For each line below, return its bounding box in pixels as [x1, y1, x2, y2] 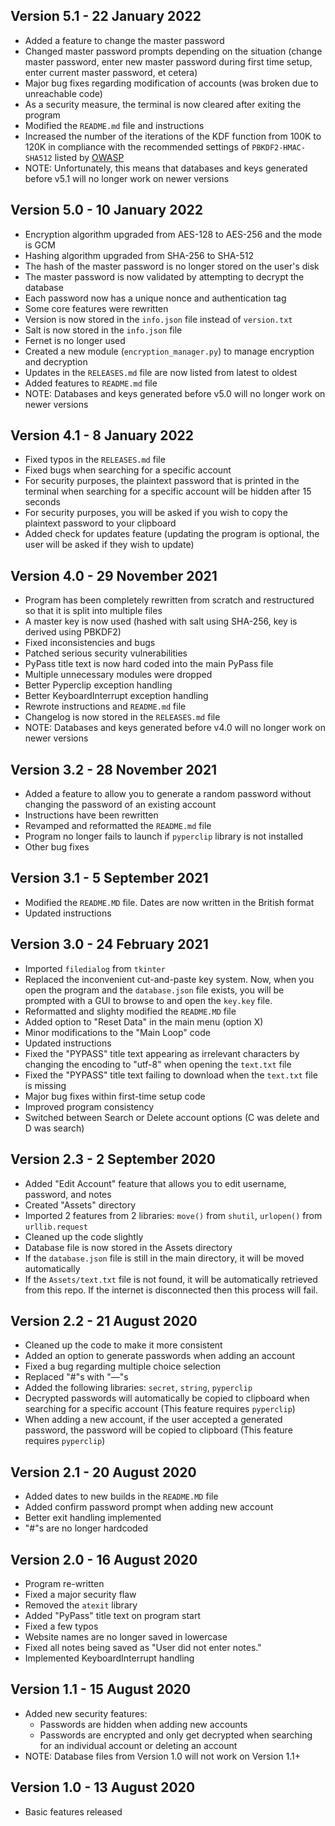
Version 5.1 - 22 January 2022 [10, 8, 202, 25]
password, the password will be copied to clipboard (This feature [24, 1424, 293, 1436]
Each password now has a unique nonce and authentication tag [24, 292, 287, 304]
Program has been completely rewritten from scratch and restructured [24, 594, 315, 606]
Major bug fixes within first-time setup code [24, 1090, 206, 1102]
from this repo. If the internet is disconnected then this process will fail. [24, 1284, 319, 1296]
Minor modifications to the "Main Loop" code [24, 1026, 211, 1038]
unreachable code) [24, 87, 103, 99]
